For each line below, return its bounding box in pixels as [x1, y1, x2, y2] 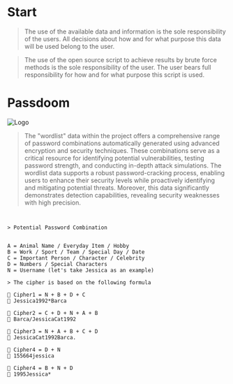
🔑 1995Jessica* [7, 371, 52, 378]
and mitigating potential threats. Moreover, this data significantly [24, 183, 209, 192]
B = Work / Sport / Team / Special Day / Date [7, 249, 145, 256]
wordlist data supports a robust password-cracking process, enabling [24, 168, 225, 177]
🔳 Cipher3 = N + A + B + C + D [7, 327, 98, 335]
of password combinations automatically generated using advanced [24, 139, 220, 147]
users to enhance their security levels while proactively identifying [24, 176, 215, 184]
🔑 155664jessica [7, 352, 54, 360]
